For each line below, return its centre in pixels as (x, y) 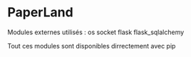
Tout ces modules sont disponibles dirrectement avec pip (92, 46)
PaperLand (40, 12)
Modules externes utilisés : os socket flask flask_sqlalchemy (96, 32)
